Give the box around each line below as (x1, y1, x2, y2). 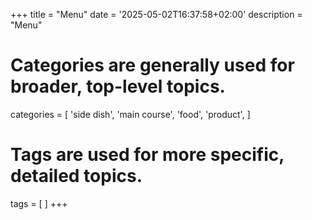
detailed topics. (10, 165, 143, 188)
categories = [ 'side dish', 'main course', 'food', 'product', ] (10, 108, 251, 120)
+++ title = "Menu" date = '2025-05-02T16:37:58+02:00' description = (10, 9, 303, 20)
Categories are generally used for (10, 54, 295, 77)
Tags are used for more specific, (10, 144, 285, 166)
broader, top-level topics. (10, 75, 226, 98)
